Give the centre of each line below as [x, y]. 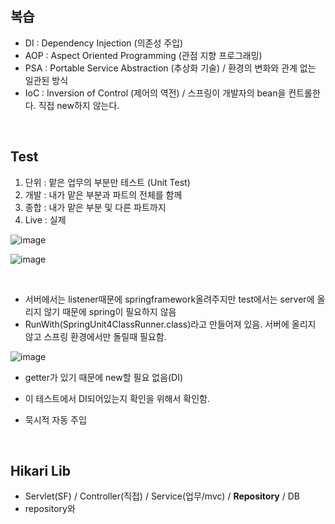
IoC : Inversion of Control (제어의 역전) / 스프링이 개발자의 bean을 [155, 93]
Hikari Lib [40, 471]
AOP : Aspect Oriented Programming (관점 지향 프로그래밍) [143, 55]
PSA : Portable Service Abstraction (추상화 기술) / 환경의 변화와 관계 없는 [170, 68]
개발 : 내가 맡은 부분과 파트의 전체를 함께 [103, 194]
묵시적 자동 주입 [55, 419]
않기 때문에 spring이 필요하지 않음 [110, 311]
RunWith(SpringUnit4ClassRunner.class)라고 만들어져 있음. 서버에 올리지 [170, 324]
